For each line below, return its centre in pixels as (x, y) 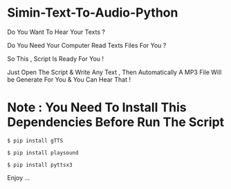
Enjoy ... (19, 177)
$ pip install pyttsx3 (40, 165)
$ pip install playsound (43, 153)
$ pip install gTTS (35, 141)
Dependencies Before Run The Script (116, 122)
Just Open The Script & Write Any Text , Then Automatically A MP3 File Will (114, 72)
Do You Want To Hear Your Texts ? (56, 32)
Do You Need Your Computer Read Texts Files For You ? (87, 45)
